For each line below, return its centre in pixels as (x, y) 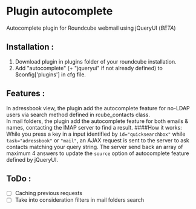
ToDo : (19, 178)
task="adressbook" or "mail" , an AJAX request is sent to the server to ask (98, 140)
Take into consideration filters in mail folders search (80, 200)
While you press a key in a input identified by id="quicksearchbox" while (96, 134)
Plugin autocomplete (60, 11)
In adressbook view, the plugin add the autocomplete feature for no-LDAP (98, 108)
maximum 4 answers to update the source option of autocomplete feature (98, 153)
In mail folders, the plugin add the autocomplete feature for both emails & (97, 121)
